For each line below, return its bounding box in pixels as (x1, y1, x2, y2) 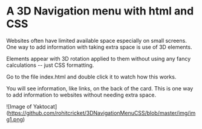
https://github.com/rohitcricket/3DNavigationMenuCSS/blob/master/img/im (8, 109, 196, 116)
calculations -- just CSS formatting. (6, 61, 94, 69)
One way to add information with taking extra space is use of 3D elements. (6, 43, 192, 51)
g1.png (6, 116, 23, 123)
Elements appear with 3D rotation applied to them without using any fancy (6, 55, 191, 62)
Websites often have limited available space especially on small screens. (6, 37, 187, 44)
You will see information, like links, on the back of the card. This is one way (6, 84, 194, 92)
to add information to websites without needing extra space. (6, 91, 156, 98)
